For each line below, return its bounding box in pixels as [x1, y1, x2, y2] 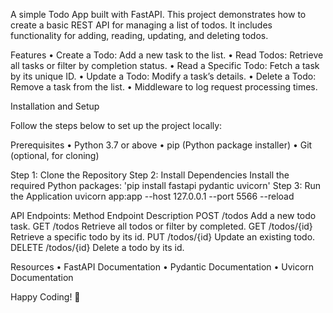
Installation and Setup [10, 100, 100, 112]
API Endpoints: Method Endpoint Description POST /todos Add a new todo [10, 210, 317, 221]
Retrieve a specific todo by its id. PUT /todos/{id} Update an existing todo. [10, 231, 316, 243]
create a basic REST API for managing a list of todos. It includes [10, 19, 273, 31]
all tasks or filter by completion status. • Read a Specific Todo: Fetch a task [10, 60, 320, 71]
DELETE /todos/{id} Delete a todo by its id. [10, 242, 185, 253]
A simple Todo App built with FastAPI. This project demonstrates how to [10, 9, 307, 20]
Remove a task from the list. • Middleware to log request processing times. [10, 81, 318, 93]
